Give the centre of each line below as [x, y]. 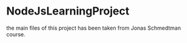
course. [16, 34]
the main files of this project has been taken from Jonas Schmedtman [94, 28]
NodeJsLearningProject [68, 11]
